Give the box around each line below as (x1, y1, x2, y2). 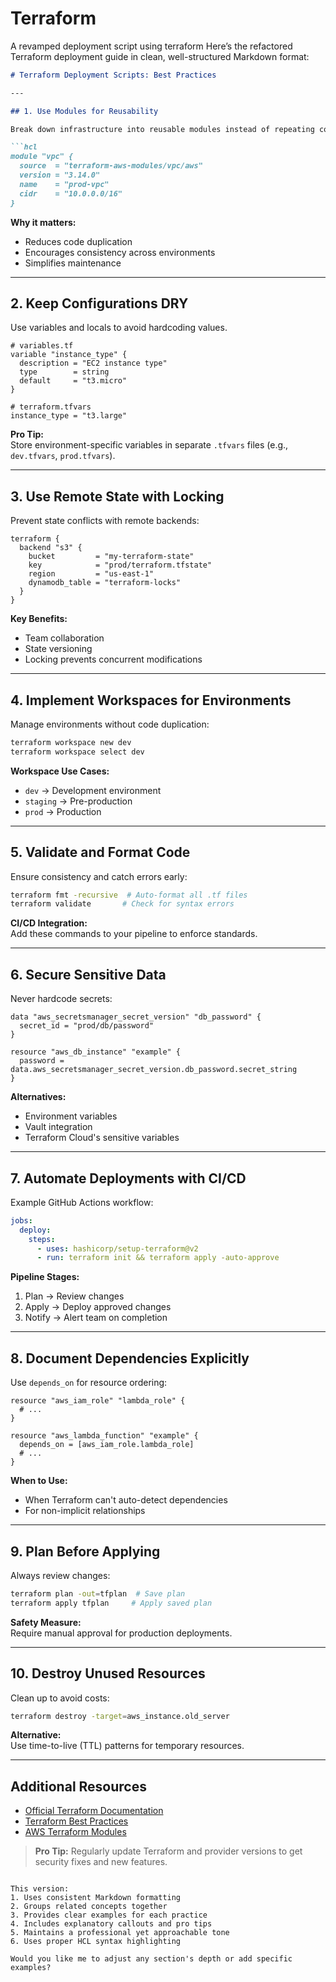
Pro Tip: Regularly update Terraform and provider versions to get (34, 1845, 303, 1857)
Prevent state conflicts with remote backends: (10, 515, 200, 527)
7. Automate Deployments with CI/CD (10, 1170, 247, 1187)
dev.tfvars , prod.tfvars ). (10, 450, 116, 462)
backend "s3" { (19, 543, 83, 553)
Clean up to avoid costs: (10, 1692, 110, 1704)
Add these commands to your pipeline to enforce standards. (10, 928, 258, 940)
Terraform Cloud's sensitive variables (24, 1132, 180, 1144)
